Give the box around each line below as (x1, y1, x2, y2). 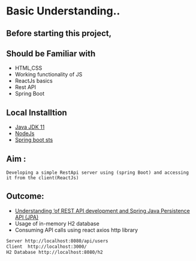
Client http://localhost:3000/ (6, 244, 87, 250)
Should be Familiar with (6, 48, 96, 58)
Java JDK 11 (14, 123, 45, 130)
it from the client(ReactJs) (6, 175, 79, 181)
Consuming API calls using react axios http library (14, 226, 138, 233)
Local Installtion (6, 107, 67, 118)
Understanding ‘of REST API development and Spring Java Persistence (14, 207, 190, 214)
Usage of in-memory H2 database (14, 220, 100, 227)
